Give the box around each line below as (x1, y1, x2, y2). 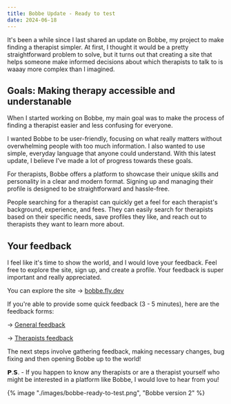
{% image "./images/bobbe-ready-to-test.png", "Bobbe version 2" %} (7, 389, 205, 397)
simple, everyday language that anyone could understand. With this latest (7, 149, 216, 157)
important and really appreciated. (7, 273, 102, 282)
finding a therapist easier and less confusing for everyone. (7, 122, 174, 130)
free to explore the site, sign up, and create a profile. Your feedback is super (7, 266, 224, 274)
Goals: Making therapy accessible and (7, 84, 176, 97)
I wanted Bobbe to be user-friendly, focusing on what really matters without (7, 135, 222, 143)
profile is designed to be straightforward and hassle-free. (7, 184, 170, 193)
